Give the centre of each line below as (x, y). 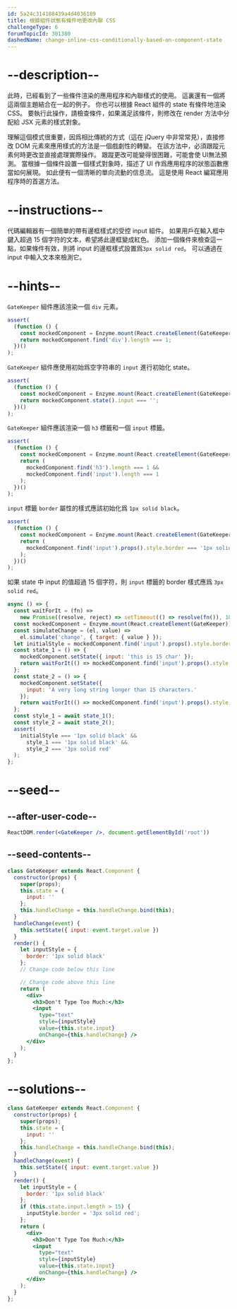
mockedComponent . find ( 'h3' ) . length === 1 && (92, 467)
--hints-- (34, 286)
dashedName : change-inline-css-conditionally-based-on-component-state (115, 40)
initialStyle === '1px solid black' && (79, 736)
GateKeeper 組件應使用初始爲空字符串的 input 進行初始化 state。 (101, 368)
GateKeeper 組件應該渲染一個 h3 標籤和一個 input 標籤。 (88, 428)
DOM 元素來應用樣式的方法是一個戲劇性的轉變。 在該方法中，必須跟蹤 (117, 146)
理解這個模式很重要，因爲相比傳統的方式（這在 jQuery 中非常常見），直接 (113, 137)
